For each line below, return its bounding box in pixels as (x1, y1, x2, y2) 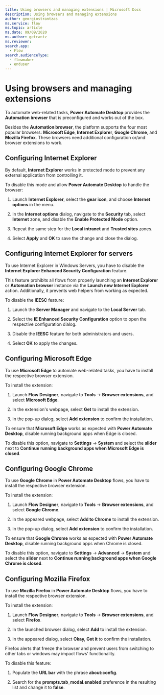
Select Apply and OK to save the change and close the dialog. (12, 235, 138, 241)
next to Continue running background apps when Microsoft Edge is (5, 445, 144, 451)
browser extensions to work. (5, 140, 63, 146)
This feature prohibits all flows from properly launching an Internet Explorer (5, 277, 158, 283)
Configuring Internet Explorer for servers (5, 249, 133, 258)
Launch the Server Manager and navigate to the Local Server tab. (12, 307, 146, 312)
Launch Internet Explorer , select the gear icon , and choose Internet (12, 196, 151, 202)
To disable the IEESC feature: (5, 297, 64, 303)
